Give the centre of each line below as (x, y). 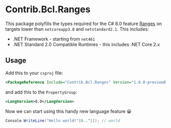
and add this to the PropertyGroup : (41, 92)
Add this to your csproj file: (34, 73)
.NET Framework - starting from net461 (54, 39)
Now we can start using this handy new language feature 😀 (68, 111)
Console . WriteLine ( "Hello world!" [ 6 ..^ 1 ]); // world (63, 121)
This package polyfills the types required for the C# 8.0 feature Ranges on (84, 24)
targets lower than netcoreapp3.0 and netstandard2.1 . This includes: (77, 29)
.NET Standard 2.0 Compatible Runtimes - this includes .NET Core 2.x (86, 44)
